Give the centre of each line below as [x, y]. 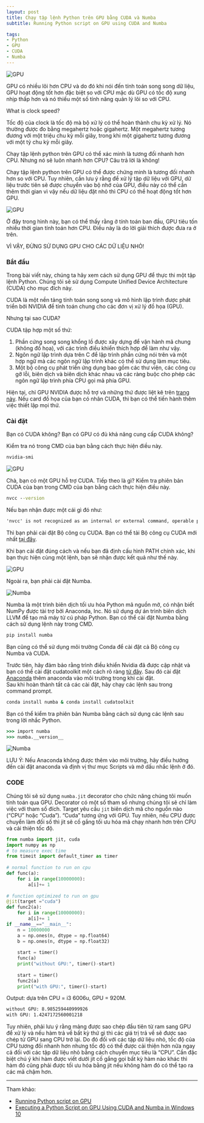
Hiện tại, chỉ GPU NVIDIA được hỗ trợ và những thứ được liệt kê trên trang [98, 393]
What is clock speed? [33, 111]
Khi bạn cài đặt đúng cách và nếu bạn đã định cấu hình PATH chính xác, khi [101, 551]
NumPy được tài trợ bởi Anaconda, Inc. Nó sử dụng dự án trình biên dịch [96, 611]
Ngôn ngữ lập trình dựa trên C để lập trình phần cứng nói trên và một [101, 355]
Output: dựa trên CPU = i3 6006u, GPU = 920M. [66, 998]
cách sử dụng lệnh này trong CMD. [50, 624]
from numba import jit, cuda [43, 839]
